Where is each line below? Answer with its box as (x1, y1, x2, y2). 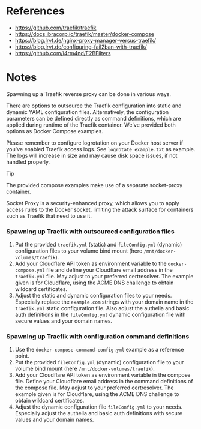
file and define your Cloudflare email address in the (46, 266, 173, 274)
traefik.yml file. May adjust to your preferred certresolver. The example (14, 273, 194, 280)
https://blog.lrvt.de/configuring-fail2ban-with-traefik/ (14, 43, 147, 50)
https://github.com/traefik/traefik (14, 24, 97, 31)
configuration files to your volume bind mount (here (14, 247, 143, 254)
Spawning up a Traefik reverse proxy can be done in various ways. (6, 90, 172, 97)
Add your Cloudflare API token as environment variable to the (14, 260, 167, 268)
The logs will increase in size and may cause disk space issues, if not (6, 152, 178, 159)
